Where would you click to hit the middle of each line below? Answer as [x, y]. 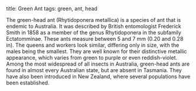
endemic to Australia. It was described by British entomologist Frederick [94, 26]
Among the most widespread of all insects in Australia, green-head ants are [98, 64]
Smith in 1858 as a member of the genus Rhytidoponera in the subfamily [94, 32]
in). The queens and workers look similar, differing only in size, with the [93, 45]
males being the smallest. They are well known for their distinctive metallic [97, 51]
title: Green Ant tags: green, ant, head [52, 9]
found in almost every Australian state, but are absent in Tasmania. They [94, 70]
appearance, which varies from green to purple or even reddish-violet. [92, 58]
